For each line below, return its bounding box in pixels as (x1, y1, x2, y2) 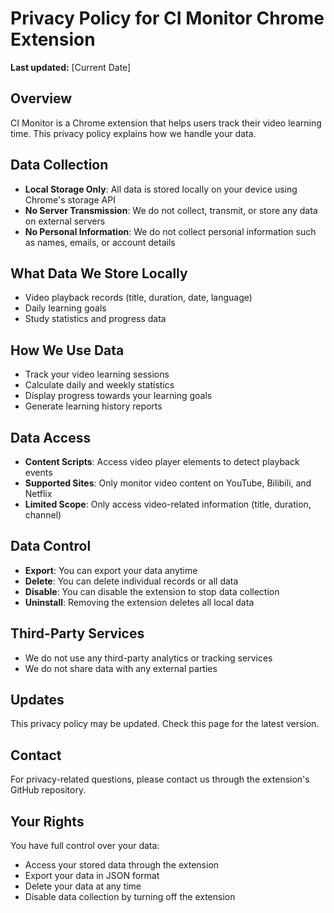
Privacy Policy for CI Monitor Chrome (10, 7, 325, 30)
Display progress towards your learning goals (24, 390, 213, 402)
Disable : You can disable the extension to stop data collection (24, 585, 280, 597)
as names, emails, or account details (24, 236, 176, 248)
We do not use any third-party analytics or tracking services (24, 652, 273, 664)
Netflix (24, 488, 53, 499)
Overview (10, 90, 73, 107)
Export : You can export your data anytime (24, 564, 198, 576)
